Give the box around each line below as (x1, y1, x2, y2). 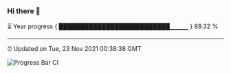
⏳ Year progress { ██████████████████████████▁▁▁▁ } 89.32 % (7, 22, 219, 30)
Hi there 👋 (7, 6, 41, 16)
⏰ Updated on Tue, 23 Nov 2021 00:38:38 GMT (7, 45, 142, 53)
